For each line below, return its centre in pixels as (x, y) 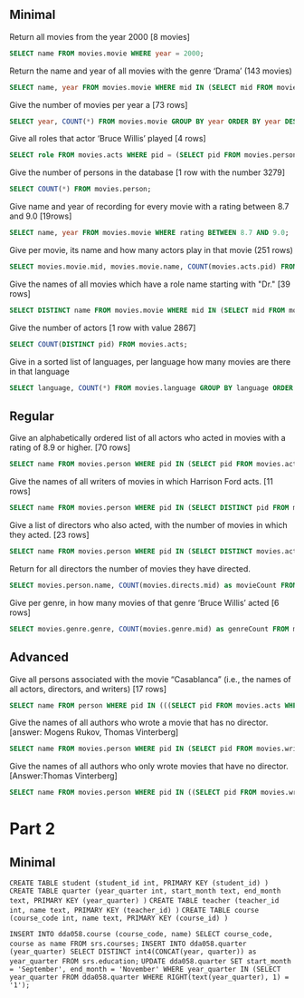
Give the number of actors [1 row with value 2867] (103, 328)
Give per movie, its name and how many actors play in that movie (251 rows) (152, 250)
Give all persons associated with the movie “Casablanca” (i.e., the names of (150, 679)
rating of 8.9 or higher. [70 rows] (70, 447)
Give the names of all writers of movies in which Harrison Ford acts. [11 (141, 482)
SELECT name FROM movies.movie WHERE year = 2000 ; (107, 54)
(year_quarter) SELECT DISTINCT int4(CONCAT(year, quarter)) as (133, 952)
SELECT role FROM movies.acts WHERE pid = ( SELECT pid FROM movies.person (153, 155)
